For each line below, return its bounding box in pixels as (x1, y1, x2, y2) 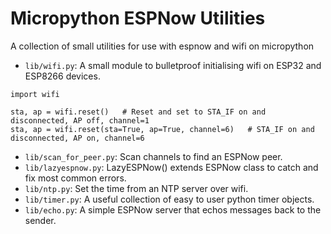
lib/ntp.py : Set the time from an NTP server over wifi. (24, 182, 249, 194)
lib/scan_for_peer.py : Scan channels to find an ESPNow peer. (24, 150, 283, 162)
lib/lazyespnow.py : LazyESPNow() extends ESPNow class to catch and (24, 161, 319, 173)
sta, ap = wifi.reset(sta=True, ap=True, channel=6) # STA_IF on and (10, 124, 315, 134)
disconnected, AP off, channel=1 (10, 115, 150, 126)
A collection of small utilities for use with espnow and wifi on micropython (10, 40, 315, 52)
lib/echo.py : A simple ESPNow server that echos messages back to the (24, 203, 322, 216)
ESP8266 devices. (24, 70, 101, 82)
